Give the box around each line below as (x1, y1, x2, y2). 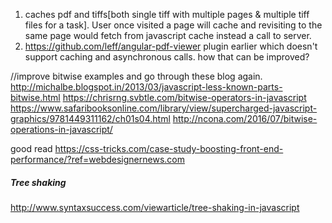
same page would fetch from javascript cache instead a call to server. (24, 30, 312, 41)
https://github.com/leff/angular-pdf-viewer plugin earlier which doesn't (24, 40, 318, 52)
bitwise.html (10, 92, 61, 103)
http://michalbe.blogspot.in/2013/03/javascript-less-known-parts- (10, 81, 283, 93)
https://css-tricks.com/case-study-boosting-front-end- (54, 143, 284, 154)
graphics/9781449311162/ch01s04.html (10, 113, 171, 124)
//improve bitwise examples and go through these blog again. (10, 70, 263, 82)
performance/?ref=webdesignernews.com (10, 154, 185, 165)
